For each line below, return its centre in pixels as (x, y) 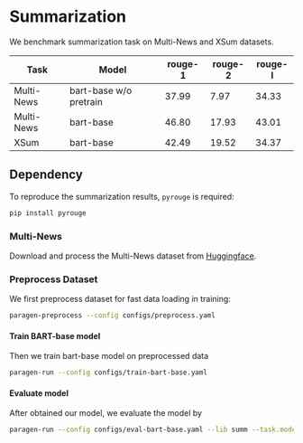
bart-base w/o (101, 90)
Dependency (46, 175)
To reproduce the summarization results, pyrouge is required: (122, 196)
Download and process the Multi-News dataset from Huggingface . (133, 256)
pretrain (86, 101)
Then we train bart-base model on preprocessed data (109, 356)
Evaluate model (39, 393)
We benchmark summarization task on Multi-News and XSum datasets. (142, 42)
